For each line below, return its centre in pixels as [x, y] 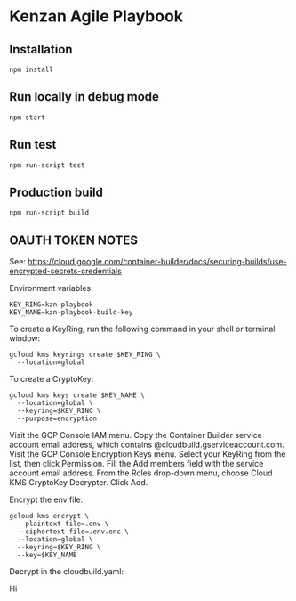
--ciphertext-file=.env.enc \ [73, 532]
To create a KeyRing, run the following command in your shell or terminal [142, 329]
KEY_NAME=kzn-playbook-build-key [71, 313]
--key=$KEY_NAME [47, 555]
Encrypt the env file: [46, 499]
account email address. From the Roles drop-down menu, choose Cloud [141, 473]
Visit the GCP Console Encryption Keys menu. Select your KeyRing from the [148, 454]
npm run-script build [49, 213]
